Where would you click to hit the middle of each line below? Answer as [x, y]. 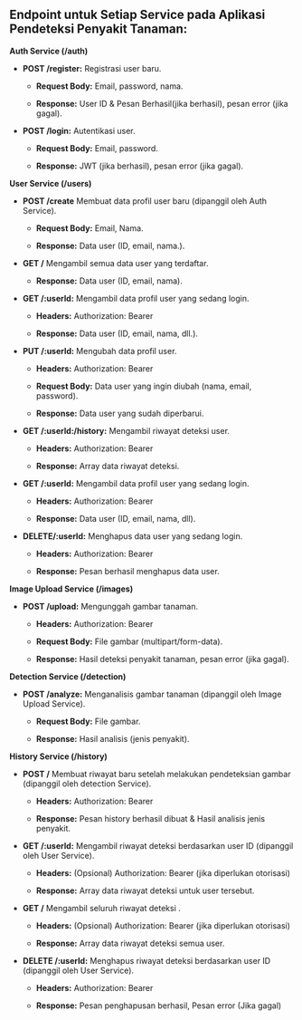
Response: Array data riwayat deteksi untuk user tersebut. [145, 890]
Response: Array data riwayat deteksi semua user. [130, 943]
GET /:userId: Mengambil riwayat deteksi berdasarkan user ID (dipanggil [158, 845]
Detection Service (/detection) [68, 676]
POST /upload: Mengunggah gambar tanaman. [110, 606]
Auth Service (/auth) [49, 51]
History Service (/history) [59, 756]
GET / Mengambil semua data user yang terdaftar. [115, 263]
